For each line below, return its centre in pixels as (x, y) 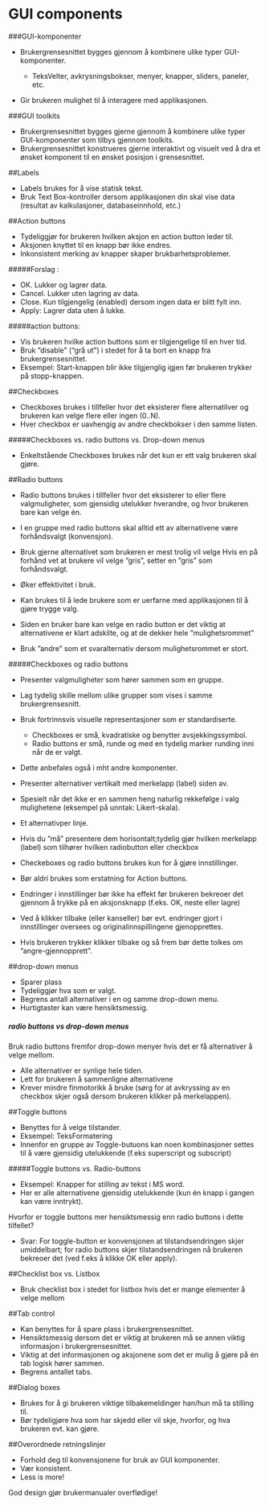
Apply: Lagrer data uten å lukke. (73, 310)
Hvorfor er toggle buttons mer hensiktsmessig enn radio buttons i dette (126, 1217)
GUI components (65, 14)
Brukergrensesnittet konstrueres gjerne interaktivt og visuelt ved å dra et (140, 148)
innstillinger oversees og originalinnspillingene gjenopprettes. (121, 926)
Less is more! (42, 1477)
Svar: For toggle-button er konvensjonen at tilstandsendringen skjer (132, 1241)
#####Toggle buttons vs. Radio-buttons (75, 1169)
